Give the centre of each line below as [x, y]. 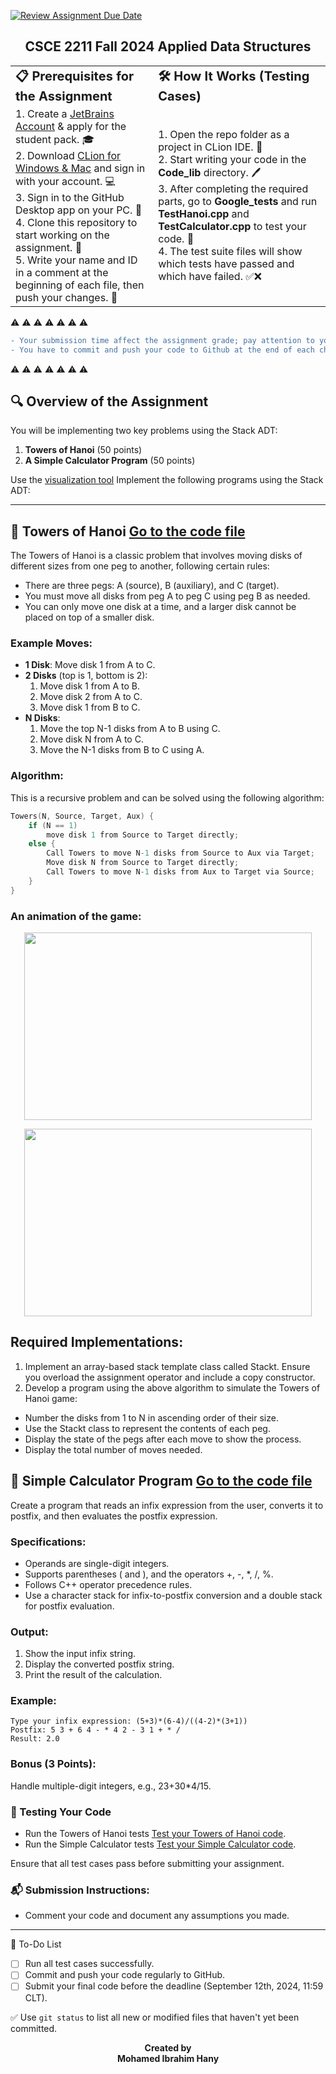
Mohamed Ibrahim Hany [168, 2058]
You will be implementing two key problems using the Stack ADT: [144, 431]
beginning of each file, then [80, 285]
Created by [168, 2047]
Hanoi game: [51, 1398]
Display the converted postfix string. [99, 1664]
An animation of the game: [76, 916]
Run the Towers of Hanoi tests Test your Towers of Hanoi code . [155, 1834]
